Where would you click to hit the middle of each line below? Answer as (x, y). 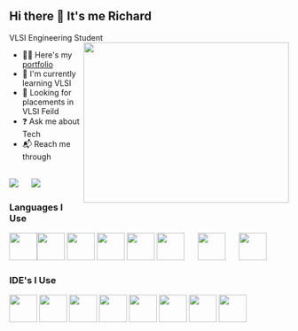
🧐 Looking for (47, 92)
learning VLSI (47, 83)
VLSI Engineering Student (56, 37)
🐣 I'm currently (49, 73)
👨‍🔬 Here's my (47, 55)
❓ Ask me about (51, 121)
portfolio (37, 64)
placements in (47, 102)
